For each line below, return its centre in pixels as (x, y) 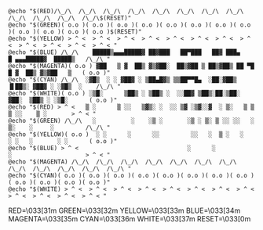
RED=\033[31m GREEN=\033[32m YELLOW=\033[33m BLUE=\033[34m (124, 210)
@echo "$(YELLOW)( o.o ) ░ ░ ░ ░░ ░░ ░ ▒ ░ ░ (126, 135)
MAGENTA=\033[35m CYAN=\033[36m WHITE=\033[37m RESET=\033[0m (130, 219)
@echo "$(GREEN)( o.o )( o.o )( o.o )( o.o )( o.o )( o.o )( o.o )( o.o (130, 25)
